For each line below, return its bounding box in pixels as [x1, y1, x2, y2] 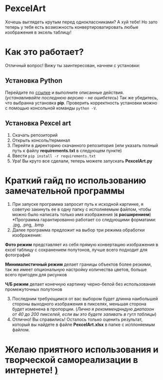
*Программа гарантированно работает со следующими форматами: [12, 217, 157, 223]
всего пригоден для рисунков [5, 272, 67, 278]
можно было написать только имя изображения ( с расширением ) [12, 212, 151, 217]
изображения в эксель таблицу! [5, 29, 72, 35]
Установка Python [5, 76, 63, 85]
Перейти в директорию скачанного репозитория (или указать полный [12, 142, 158, 148]
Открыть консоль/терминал [12, 137, 71, 143]
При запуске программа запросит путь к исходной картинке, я [12, 201, 144, 207]
